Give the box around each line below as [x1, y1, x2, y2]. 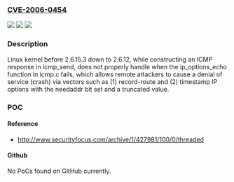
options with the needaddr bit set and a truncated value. [7, 85, 170, 93]
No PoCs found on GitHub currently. [7, 167, 111, 175]
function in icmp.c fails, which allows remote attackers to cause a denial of [7, 70, 223, 78]
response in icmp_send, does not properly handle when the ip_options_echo [7, 62, 228, 71]
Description [7, 39, 48, 49]
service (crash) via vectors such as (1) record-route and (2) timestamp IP [7, 77, 218, 85]
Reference [7, 120, 39, 128]
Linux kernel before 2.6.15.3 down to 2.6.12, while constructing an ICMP [7, 55, 213, 64]
